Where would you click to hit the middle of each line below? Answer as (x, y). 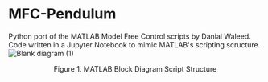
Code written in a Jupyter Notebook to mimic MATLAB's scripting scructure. (134, 44)
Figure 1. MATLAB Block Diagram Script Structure (135, 68)
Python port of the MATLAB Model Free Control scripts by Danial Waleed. (130, 36)
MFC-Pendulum (62, 14)
